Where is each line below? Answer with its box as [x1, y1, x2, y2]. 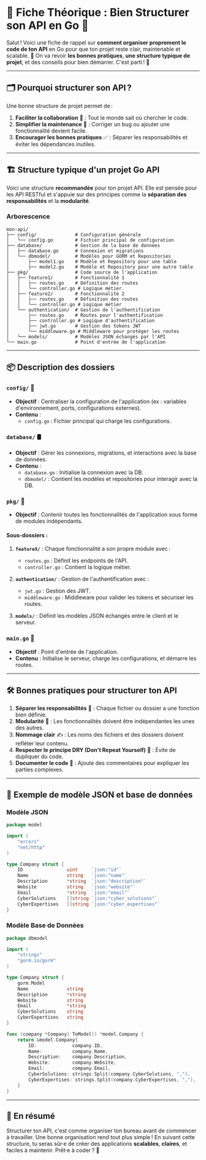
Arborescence [6, 212, 50, 221]
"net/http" [17, 844, 45, 850]
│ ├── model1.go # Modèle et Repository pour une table [6, 258, 177, 264]
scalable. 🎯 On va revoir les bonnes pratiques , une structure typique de [6, 52, 191, 59]
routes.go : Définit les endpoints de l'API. [24, 557, 128, 564]
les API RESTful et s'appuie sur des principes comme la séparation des [6, 190, 187, 198]
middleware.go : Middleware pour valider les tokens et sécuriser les [24, 594, 194, 601]
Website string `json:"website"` [17, 884, 136, 890]
